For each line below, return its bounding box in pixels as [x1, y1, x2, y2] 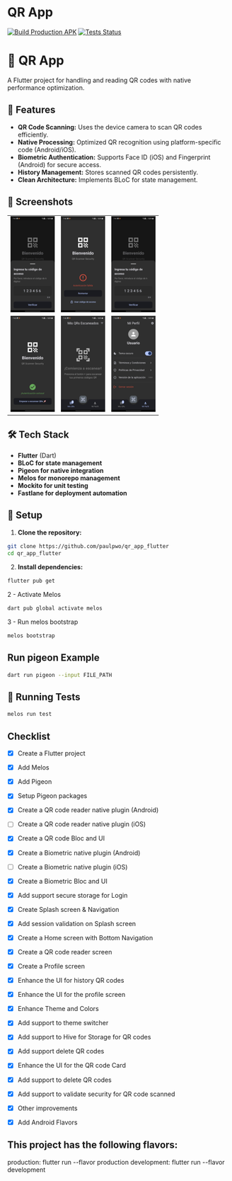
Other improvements [17, 1104, 78, 1112]
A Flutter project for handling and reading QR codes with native [7, 76, 192, 84]
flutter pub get [7, 578, 55, 585]
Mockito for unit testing [17, 481, 88, 489]
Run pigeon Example [7, 652, 100, 664]
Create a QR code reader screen [17, 947, 112, 956]
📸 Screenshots [7, 196, 74, 208]
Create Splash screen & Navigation [17, 905, 120, 913]
